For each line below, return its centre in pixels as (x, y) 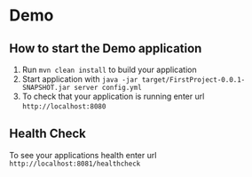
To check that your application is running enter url (113, 96)
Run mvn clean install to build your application (109, 69)
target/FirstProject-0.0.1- (193, 80)
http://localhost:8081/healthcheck (75, 164)
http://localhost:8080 (64, 107)
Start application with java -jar (80, 79)
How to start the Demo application (106, 48)
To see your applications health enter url (83, 155)
